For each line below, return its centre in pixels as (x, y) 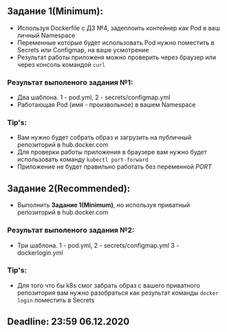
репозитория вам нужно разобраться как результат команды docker (118, 293)
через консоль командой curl (61, 64)
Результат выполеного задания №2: (71, 230)
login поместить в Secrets (56, 300)
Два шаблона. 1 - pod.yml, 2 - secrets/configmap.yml (94, 97)
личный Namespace (46, 35)
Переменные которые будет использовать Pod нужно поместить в (116, 42)
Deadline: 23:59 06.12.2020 (68, 322)
